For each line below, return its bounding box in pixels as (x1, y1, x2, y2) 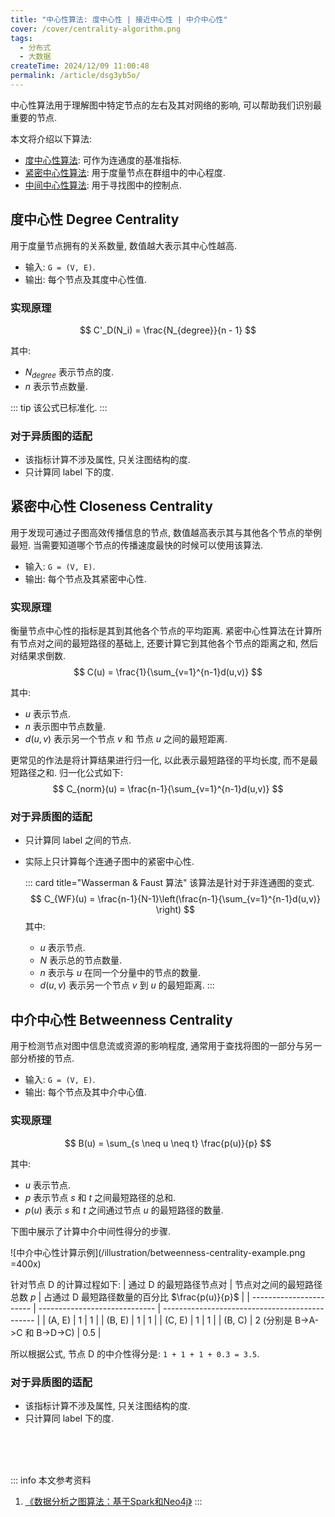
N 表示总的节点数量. (39, 954, 123, 966)
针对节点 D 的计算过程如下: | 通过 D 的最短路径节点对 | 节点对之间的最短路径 (10, 1278, 323, 1290)
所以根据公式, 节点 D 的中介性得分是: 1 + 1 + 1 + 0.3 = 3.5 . (10, 1347, 260, 1360)
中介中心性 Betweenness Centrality (10, 1011, 233, 1028)
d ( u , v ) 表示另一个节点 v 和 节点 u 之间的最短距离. (24, 733, 228, 745)
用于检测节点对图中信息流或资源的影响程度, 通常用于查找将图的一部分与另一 (10, 1040, 322, 1052)
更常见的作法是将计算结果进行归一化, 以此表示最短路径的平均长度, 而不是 (10, 754, 310, 766)
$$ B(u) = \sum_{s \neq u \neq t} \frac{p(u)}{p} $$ (64, 1137, 272, 1149)
